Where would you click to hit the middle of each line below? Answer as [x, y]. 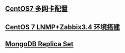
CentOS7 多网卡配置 [36, 9]
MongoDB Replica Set [39, 44]
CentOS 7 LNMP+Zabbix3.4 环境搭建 [62, 27]
